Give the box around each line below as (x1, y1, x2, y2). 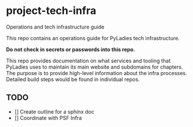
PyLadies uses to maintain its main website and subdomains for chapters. (6, 63, 183, 70)
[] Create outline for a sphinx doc (14, 108, 95, 115)
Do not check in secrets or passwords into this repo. (6, 45, 136, 53)
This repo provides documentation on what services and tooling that (6, 57, 171, 64)
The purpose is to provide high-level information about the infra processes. (6, 69, 187, 76)
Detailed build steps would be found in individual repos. (6, 76, 140, 83)
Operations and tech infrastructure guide (6, 23, 105, 30)
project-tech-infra (6, 4, 96, 17)
